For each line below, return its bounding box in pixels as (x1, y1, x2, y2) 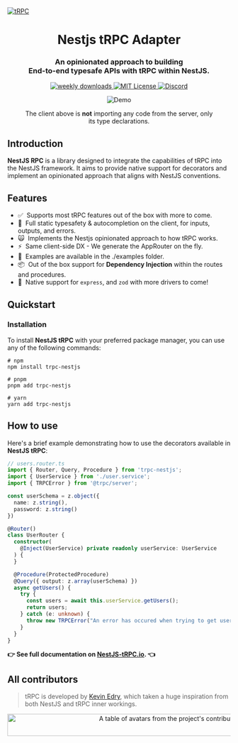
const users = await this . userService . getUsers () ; (25, 598, 179, 605)
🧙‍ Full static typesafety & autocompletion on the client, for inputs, (17, 219, 210, 228)
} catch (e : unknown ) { (20, 610, 91, 618)
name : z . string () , (13, 499, 69, 506)
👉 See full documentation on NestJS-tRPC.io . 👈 (7, 650, 156, 659)
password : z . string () (13, 505, 78, 513)
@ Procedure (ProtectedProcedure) (13, 571, 110, 578)
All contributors (7, 673, 79, 686)
